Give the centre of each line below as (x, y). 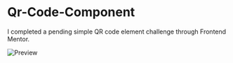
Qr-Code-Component (71, 12)
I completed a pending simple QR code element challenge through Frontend (117, 31)
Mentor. (19, 38)
